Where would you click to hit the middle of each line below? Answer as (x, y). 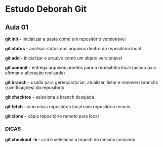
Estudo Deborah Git (46, 9)
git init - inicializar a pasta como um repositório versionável (65, 39)
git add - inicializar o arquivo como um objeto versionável (63, 58)
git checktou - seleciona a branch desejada (50, 97)
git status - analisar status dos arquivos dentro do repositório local (73, 48)
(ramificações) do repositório (35, 88)
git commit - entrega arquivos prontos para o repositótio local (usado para (81, 68)
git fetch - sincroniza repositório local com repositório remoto (68, 106)
